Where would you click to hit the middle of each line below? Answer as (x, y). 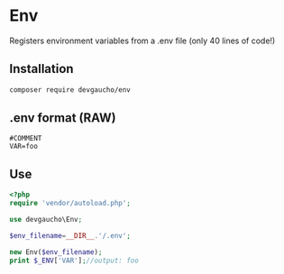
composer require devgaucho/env (70, 90)
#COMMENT (26, 139)
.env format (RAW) (63, 118)
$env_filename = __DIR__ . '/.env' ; (70, 235)
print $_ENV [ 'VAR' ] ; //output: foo (74, 260)
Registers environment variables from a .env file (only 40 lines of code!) (142, 41)
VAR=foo (24, 146)
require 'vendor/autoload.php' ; (70, 204)
